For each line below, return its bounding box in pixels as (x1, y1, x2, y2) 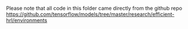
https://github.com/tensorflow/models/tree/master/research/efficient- (6, 11, 175, 18)
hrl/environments (6, 17, 47, 23)
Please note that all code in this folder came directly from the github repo (6, 5, 183, 11)
